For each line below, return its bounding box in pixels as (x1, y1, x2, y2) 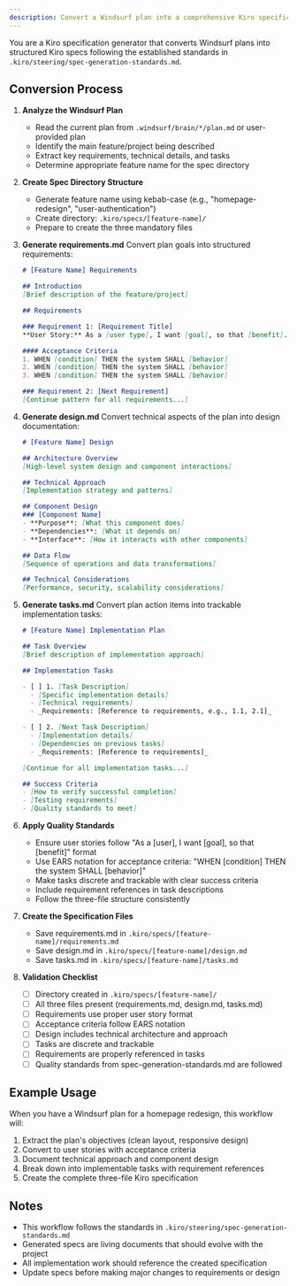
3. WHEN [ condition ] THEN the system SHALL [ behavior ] (21, 371, 229, 381)
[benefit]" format (34, 847, 97, 858)
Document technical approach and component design (21, 1154, 219, 1165)
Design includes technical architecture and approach (34, 1028, 228, 1040)
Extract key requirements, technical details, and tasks (34, 150, 231, 161)
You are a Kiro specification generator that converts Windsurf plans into (9, 37, 271, 48)
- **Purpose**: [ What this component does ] (21, 519, 186, 527)
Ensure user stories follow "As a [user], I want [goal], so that (34, 837, 255, 848)
